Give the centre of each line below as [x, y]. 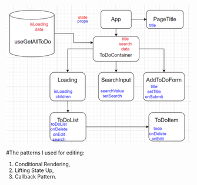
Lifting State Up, [34, 170]
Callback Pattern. [36, 177]
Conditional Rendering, [42, 164]
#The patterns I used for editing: [45, 153]
